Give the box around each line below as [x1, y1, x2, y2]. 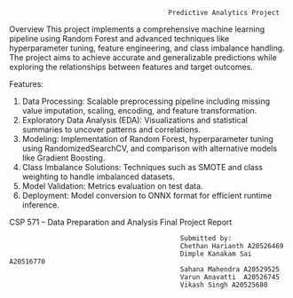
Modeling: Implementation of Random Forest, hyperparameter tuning [21, 134, 273, 144]
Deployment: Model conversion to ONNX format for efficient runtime [21, 191, 273, 200]
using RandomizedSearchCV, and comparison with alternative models [21, 143, 278, 153]
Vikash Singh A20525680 [179, 280, 268, 289]
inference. [21, 200, 60, 210]
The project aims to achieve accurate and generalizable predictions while [9, 52, 277, 62]
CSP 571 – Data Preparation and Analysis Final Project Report [9, 217, 233, 227]
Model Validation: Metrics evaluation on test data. [21, 181, 203, 191]
